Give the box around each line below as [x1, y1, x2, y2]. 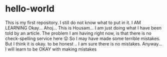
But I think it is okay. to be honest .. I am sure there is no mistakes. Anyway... [5, 40, 162, 46]
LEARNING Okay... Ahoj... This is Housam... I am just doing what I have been [5, 24, 161, 30]
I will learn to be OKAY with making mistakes [5, 46, 97, 52]
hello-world [5, 3, 55, 14]
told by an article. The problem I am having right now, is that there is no [5, 30, 151, 36]
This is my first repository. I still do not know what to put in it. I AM [5, 19, 141, 25]
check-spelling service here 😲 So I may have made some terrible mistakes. [5, 35, 161, 41]
